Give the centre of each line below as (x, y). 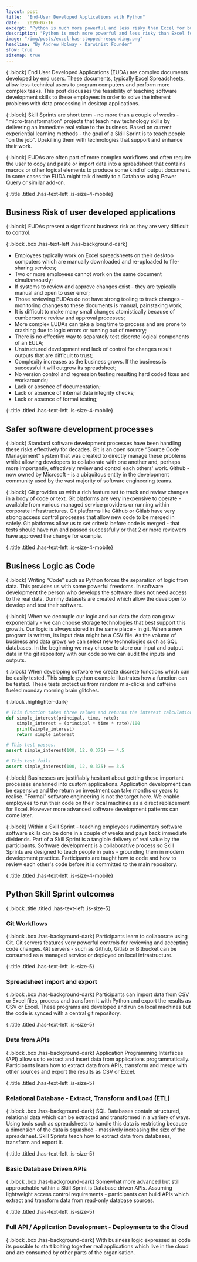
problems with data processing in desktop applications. (73, 103)
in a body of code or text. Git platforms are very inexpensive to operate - (94, 498)
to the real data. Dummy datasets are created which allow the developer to (96, 599)
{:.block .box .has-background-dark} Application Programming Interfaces (95, 1053)
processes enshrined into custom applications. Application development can (98, 784)
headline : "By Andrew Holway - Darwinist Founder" (69, 45)
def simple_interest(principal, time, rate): (62, 718)
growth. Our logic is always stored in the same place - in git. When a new (94, 629)
